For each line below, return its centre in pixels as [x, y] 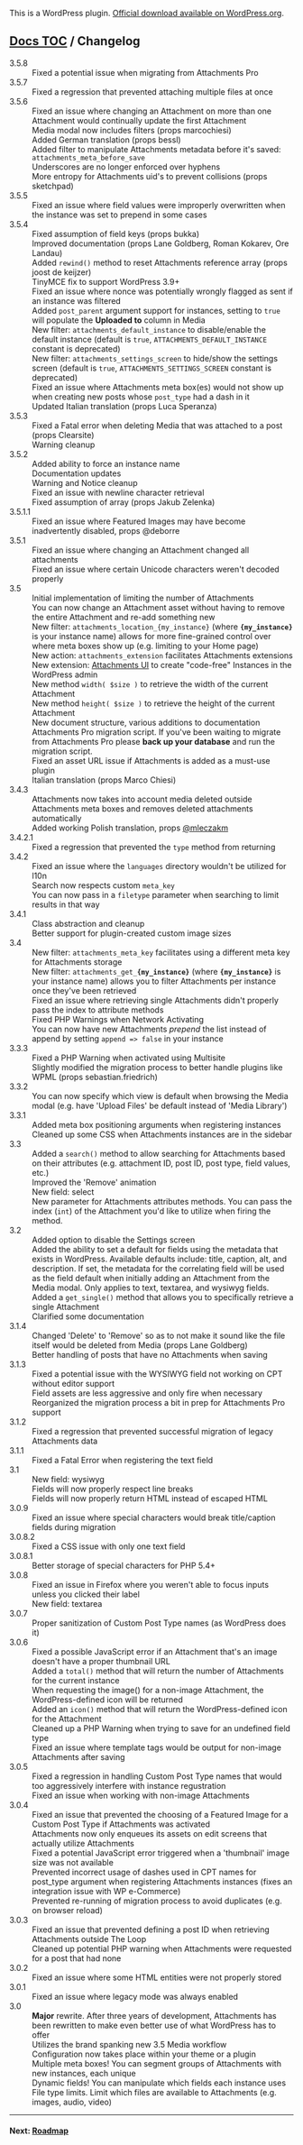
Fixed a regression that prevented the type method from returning [154, 847]
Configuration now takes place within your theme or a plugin [144, 2054]
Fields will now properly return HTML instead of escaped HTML [150, 1498]
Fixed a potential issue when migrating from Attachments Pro [145, 72]
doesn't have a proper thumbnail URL [101, 1661]
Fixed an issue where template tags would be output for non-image [157, 1747]
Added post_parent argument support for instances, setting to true [156, 310]
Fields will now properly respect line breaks [113, 1489]
